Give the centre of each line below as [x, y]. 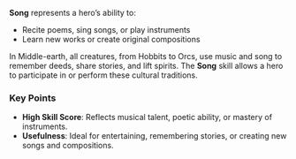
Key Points [33, 98]
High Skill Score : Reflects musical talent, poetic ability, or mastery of [147, 117]
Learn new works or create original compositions [111, 39]
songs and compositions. [68, 146]
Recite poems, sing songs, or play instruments [106, 30]
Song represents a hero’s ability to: [73, 13]
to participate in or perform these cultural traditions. [104, 75]
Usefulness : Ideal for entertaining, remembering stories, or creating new [154, 136]
